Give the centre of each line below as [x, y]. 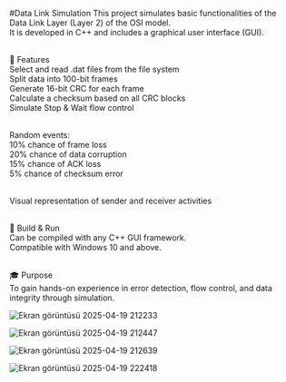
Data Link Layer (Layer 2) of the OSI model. [90, 23]
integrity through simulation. [62, 298]
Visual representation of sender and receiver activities [111, 201]
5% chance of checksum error [67, 173]
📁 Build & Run [35, 228]
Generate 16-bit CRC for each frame [77, 88]
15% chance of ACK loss [55, 164]
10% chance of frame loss [58, 145]
